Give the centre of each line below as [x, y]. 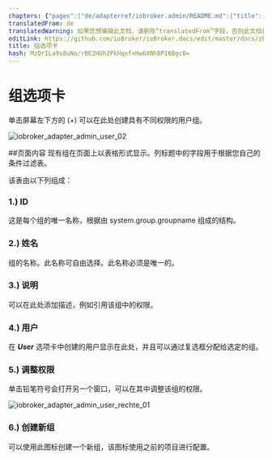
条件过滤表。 [30, 163]
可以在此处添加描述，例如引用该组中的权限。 [83, 304]
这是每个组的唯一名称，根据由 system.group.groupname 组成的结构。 [124, 220]
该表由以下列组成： [40, 180]
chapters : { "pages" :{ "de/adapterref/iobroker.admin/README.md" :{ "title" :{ [137, 16]
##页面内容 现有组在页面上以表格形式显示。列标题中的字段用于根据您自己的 [134, 153]
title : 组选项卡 [33, 46]
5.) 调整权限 [32, 370]
